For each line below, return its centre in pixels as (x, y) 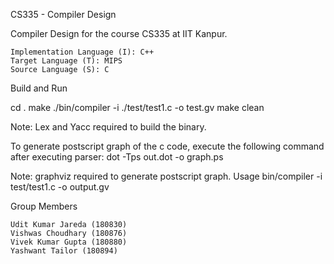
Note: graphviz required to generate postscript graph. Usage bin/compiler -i (166, 176)
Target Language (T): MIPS (66, 61)
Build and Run (39, 88)
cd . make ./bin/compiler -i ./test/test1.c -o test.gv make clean (137, 107)
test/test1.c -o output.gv (60, 187)
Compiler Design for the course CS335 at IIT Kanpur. (119, 33)
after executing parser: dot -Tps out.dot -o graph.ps (117, 157)
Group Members (44, 206)
